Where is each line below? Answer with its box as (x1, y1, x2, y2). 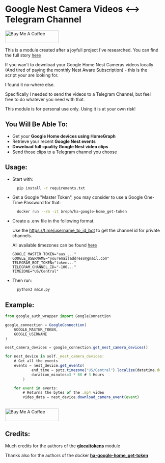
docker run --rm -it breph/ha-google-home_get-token (17, 209, 127, 214)
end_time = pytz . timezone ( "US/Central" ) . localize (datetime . (31, 367, 157, 373)
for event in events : (14, 385, 58, 391)
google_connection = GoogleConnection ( (5, 323, 87, 327)
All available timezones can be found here (12, 242, 97, 248)
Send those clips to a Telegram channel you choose (12, 149, 117, 155)
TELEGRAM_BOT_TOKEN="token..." (12, 260, 77, 266)
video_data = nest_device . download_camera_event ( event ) (23, 395, 139, 400)
